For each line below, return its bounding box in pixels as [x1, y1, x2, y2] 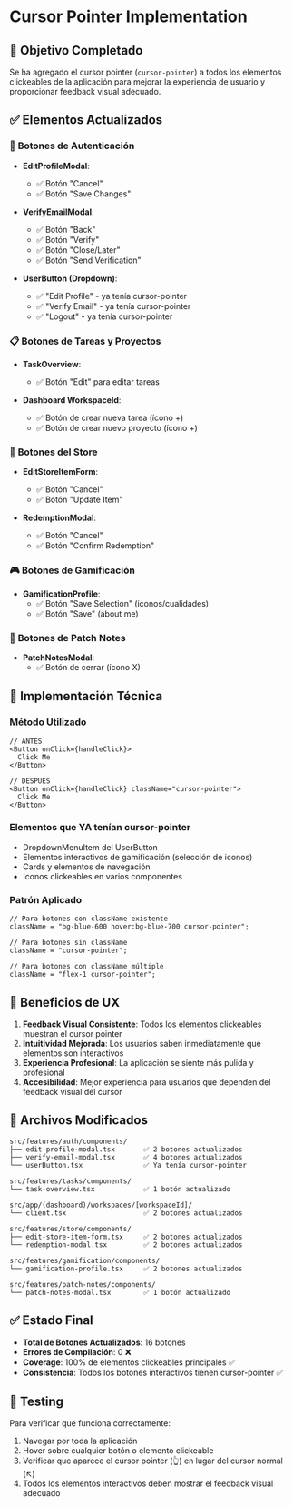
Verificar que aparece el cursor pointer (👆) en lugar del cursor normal [22, 1455, 283, 1466]
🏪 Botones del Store [9, 446, 98, 458]
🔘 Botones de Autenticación [9, 139, 135, 152]
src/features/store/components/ [9, 1224, 132, 1233]
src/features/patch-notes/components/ [9, 1280, 156, 1289]
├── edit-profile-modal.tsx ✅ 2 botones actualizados [9, 1144, 243, 1154]
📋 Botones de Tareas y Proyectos [9, 335, 161, 347]
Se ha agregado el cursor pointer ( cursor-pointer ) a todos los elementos [9, 66, 282, 77]
